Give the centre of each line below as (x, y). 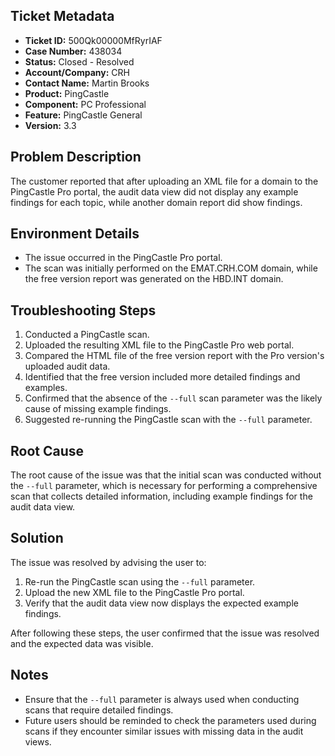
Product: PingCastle (67, 93)
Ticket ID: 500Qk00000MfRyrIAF (93, 40)
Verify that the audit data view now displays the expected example (161, 603)
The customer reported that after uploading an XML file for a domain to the (164, 181)
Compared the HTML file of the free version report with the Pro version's (174, 356)
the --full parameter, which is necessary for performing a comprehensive (164, 486)
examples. (46, 388)
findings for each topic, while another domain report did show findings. (156, 202)
